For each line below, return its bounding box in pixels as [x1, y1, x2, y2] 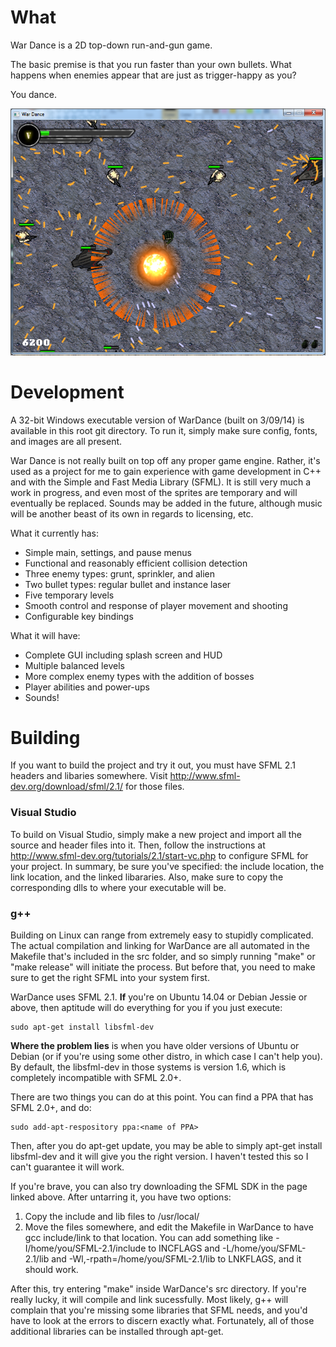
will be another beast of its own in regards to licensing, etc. [10, 507, 254, 520]
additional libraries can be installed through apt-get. [10, 1326, 224, 1338]
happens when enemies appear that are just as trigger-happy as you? [10, 69, 297, 81]
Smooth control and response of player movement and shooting [24, 599, 288, 611]
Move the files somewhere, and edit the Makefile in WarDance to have [24, 1221, 314, 1233]
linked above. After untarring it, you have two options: [10, 1191, 232, 1203]
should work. [24, 1264, 79, 1276]
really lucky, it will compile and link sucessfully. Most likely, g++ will [10, 1294, 289, 1306]
